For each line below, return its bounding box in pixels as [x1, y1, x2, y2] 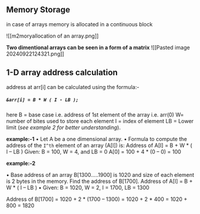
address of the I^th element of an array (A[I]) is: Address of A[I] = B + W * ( [6, 142, 193, 149]
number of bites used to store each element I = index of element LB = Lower [6, 117, 194, 124]
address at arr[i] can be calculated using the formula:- [6, 83, 140, 90]
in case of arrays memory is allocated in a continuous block [6, 20, 153, 27]
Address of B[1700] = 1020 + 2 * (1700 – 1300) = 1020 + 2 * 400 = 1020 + [6, 195, 187, 203]
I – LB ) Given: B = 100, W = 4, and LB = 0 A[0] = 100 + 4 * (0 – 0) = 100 [6, 148, 181, 155]
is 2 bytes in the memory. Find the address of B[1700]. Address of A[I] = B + [6, 178, 193, 185]
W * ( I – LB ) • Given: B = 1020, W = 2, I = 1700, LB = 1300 [6, 184, 150, 191]
